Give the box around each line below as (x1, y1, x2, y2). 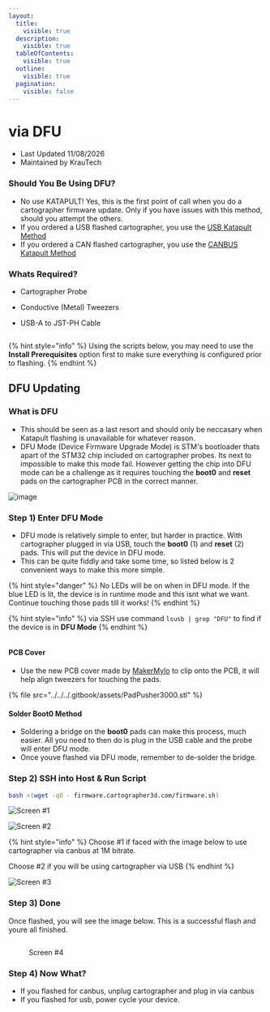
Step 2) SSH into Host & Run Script (8, 773, 147, 784)
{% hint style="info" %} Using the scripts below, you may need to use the (8, 341, 254, 350)
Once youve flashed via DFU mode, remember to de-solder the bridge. (19, 753, 257, 762)
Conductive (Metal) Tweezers (19, 302, 119, 312)
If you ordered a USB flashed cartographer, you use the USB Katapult (19, 222, 252, 232)
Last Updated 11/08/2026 (19, 149, 105, 159)
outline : (15, 65, 45, 73)
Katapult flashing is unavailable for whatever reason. (19, 433, 196, 443)
